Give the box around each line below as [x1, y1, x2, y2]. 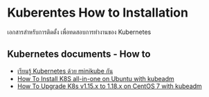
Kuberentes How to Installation [7, 5, 189, 21]
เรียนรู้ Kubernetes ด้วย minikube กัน [17, 67, 113, 75]
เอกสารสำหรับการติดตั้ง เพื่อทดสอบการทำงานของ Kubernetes [7, 28, 152, 36]
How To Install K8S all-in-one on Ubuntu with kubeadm [17, 74, 174, 82]
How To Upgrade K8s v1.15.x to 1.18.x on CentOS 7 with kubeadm [17, 82, 202, 90]
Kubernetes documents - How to [7, 48, 151, 60]
